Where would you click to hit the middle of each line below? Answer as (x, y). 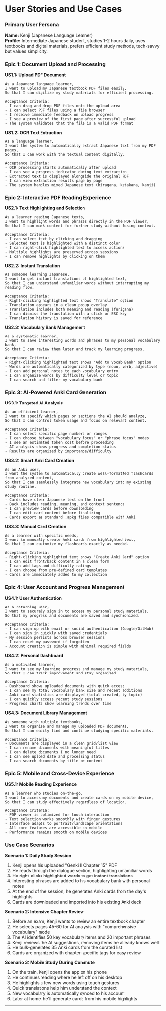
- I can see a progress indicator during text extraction (66, 172)
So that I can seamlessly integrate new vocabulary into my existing (78, 482)
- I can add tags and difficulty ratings (48, 566)
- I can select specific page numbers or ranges (56, 434)
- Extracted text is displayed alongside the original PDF (67, 176)
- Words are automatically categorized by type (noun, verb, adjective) (82, 367)
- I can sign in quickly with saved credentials (56, 633)
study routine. (21, 487)
